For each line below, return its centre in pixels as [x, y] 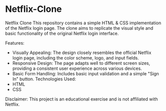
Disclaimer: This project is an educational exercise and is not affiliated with [82, 99]
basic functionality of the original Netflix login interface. [62, 33]
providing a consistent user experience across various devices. [77, 68]
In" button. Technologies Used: [44, 79]
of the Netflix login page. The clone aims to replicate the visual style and [79, 28]
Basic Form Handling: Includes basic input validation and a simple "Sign [85, 73]
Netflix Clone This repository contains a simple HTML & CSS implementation [83, 23]
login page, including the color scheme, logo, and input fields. [76, 57]
